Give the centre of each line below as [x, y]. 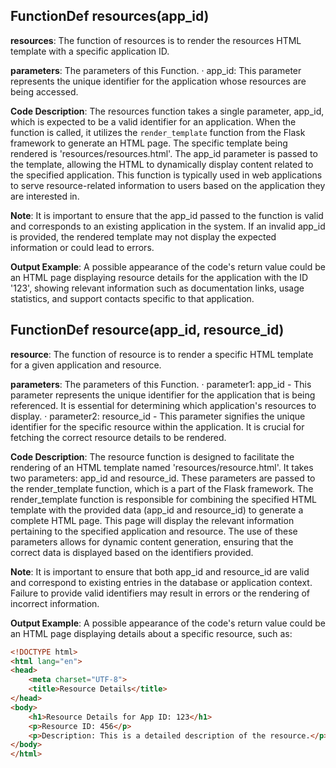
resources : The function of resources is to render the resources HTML [156, 40]
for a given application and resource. [86, 365]
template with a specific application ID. [90, 51]
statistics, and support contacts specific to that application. [132, 298]
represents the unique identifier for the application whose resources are [158, 81]
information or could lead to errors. [82, 247]
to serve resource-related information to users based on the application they [168, 185]
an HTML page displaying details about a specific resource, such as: [151, 633]
